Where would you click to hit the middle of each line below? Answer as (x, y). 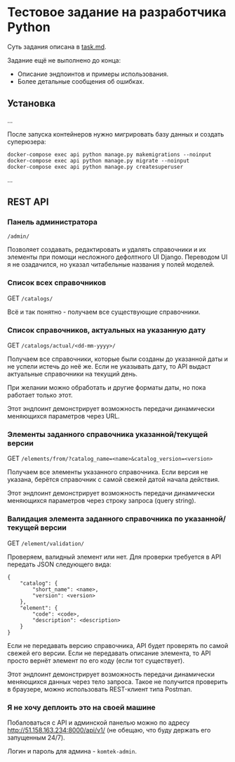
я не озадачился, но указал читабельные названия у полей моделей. (111, 265)
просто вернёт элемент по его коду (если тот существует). (96, 660)
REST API (28, 202)
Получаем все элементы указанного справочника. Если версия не (108, 472)
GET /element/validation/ (46, 543)
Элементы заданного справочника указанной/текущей (108, 434)
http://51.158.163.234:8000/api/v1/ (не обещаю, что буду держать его (109, 730)
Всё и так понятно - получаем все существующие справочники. (104, 312)
